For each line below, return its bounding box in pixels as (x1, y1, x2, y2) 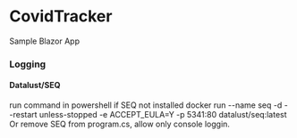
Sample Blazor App (9, 36, 81, 46)
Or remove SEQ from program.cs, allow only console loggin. (9, 118, 231, 130)
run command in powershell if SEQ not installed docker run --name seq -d (9, 100, 283, 110)
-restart (9, 110, 38, 120)
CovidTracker (9, 6, 113, 27)
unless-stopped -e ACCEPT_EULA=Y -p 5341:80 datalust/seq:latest (38, 110, 288, 120)
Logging (9, 58, 47, 70)
